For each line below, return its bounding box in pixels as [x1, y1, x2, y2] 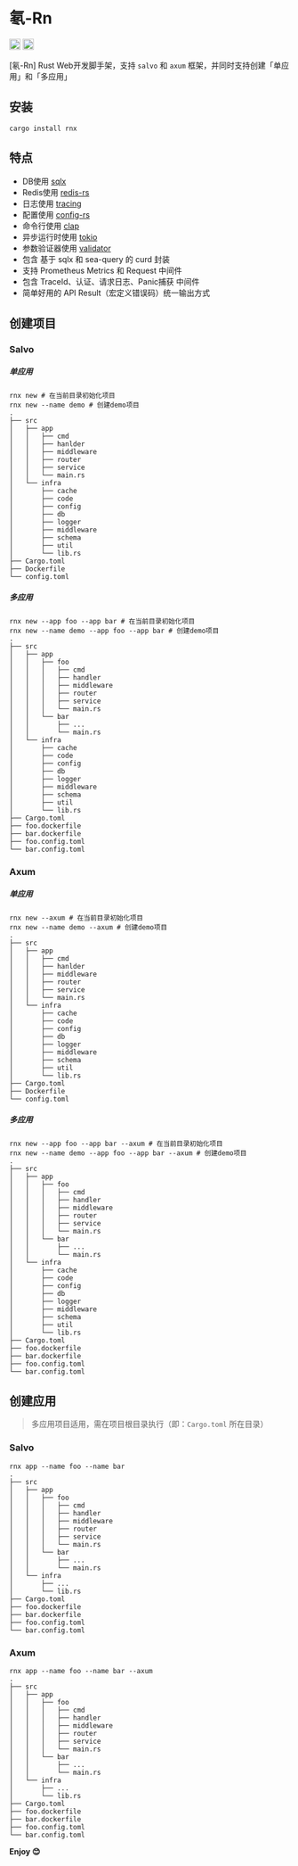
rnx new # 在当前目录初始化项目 [9, 391, 116, 400]
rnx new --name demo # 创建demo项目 [9, 400, 140, 409]
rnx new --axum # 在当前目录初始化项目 [9, 913, 144, 922]
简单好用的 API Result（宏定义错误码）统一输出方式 [21, 287, 211, 298]
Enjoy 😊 [9, 1846, 41, 1857]
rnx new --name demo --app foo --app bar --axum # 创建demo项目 [9, 1148, 247, 1158]
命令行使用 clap [21, 220, 80, 231]
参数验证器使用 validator [21, 243, 111, 253]
